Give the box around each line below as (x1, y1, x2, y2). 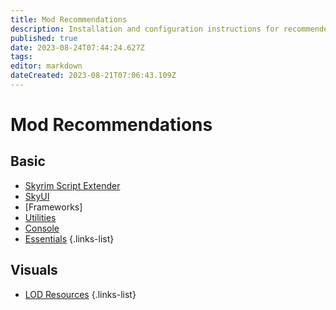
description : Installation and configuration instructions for (10, 24, 280, 34)
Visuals (10, 262, 58, 279)
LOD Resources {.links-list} (24, 288, 137, 300)
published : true (10, 33, 78, 43)
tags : (10, 52, 33, 62)
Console (24, 222, 60, 234)
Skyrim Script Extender (24, 179, 121, 191)
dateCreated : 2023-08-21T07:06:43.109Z (10, 71, 177, 81)
